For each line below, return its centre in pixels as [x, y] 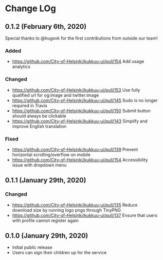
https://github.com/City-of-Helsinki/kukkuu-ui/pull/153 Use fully [76, 90]
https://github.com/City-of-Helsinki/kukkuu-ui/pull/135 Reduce [75, 205]
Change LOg [31, 9]
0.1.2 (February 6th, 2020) [46, 27]
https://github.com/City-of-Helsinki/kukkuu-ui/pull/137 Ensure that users [85, 215]
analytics [21, 67]
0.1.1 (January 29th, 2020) [46, 180]
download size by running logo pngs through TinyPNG [66, 210]
